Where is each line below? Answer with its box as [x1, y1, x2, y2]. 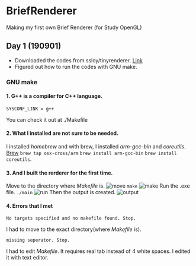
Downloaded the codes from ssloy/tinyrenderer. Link [14, 56, 143, 64]
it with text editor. [6, 254, 49, 261]
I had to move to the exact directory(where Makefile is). [6, 226, 142, 233]
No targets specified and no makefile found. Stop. [6, 216, 136, 221]
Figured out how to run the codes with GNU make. [14, 63, 137, 70]
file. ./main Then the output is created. [6, 189, 116, 196]
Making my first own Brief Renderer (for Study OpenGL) [6, 24, 142, 31]
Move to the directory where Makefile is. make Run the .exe [6, 182, 191, 189]
